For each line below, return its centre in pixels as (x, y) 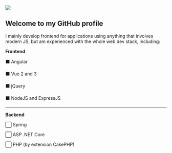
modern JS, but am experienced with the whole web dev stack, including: (83, 41)
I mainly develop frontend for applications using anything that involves (79, 36)
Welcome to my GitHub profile (54, 24)
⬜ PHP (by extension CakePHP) (40, 144)
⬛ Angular (17, 61)
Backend (15, 115)
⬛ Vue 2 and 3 (21, 74)
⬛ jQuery (15, 86)
